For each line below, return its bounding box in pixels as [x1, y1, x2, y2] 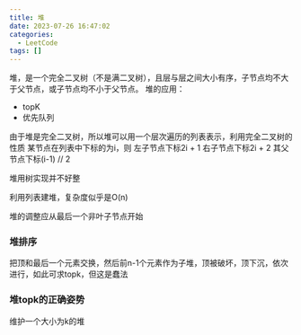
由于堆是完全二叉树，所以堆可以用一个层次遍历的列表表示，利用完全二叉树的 [9, 131, 293, 142]
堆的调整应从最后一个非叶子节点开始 [9, 211, 144, 222]
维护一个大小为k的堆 [9, 315, 85, 326]
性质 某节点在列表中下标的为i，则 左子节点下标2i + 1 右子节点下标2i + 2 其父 [9, 143, 289, 154]
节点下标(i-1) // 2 [9, 154, 71, 164]
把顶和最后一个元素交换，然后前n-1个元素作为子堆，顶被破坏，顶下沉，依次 [9, 258, 289, 269]
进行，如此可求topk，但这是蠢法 [9, 269, 128, 279]
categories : [9, 30, 54, 39]
